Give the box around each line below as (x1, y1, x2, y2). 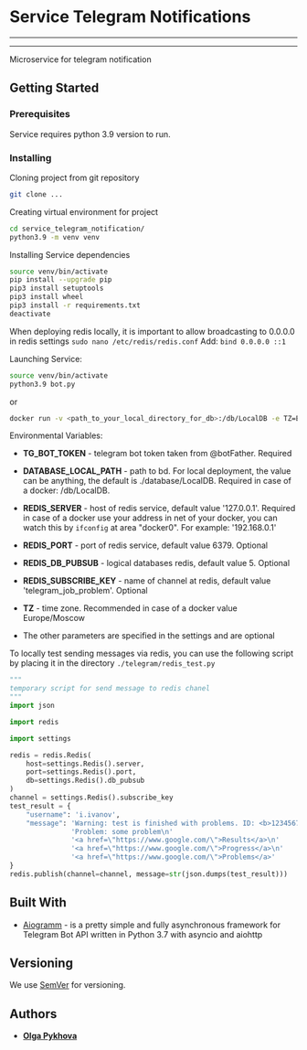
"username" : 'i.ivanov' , (26, 809, 121, 820)
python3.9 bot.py (9, 380, 76, 389)
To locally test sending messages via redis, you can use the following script (9, 648, 294, 659)
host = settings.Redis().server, (26, 759, 145, 768)
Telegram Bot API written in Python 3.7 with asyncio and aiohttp (22, 928, 263, 939)
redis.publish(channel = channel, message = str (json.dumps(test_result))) (9, 869, 288, 879)
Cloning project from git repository (9, 172, 140, 183)
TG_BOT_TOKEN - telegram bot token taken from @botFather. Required (22, 448, 292, 459)
